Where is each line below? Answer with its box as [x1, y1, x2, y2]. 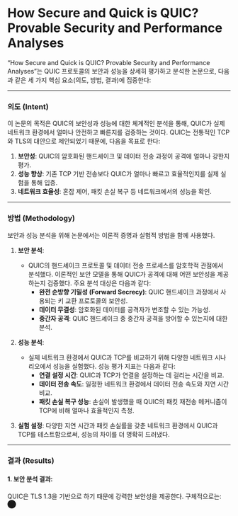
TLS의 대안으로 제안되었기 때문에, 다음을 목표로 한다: [14, 137, 161, 146]
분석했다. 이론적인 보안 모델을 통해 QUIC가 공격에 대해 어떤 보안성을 [28, 270, 216, 278]
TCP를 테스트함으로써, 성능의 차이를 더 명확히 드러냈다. [17, 430, 170, 438]
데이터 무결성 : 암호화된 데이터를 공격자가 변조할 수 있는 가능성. [38, 305, 211, 314]
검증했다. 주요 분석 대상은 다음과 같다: [47, 278, 152, 287]
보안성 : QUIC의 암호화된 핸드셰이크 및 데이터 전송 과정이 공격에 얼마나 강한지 [17, 152, 230, 161]
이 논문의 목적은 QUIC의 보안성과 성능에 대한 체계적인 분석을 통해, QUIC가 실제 [7, 119, 225, 128]
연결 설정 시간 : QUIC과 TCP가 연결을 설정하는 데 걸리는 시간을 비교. [38, 370, 225, 379]
